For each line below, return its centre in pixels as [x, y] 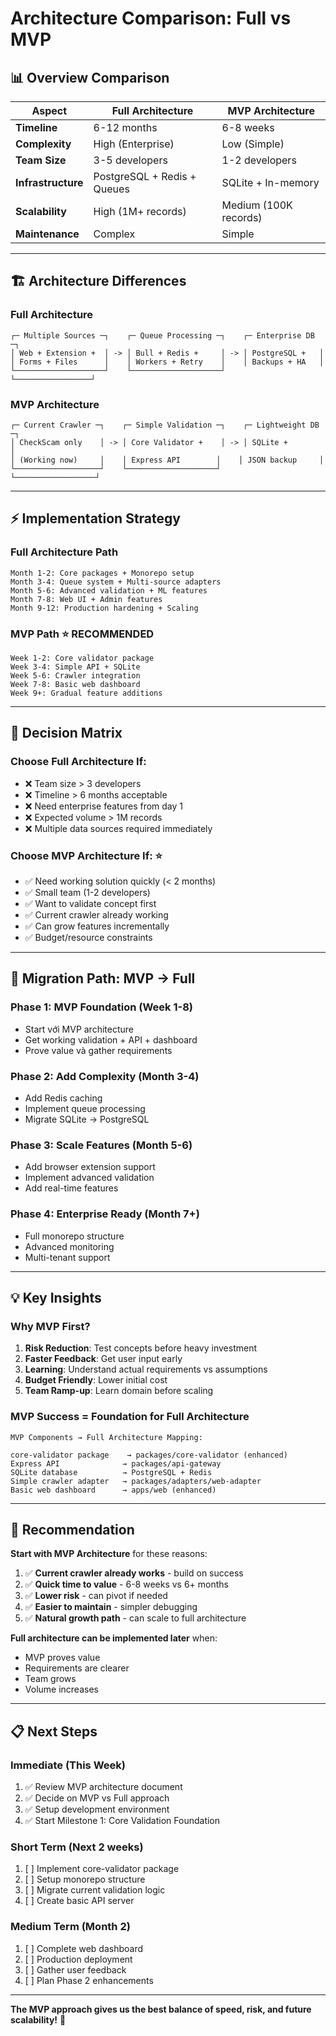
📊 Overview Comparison [90, 77]
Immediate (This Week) [68, 1765]
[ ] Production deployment [78, 1959]
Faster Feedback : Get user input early [103, 1359]
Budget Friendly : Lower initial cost [96, 1380]
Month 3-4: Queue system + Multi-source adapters [116, 582]
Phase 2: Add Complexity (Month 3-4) [105, 1076]
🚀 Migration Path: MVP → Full [103, 978]
